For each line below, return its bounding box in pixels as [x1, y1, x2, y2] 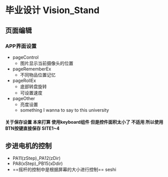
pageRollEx [12, 77, 36, 83]
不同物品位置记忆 [20, 71, 56, 78]
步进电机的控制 [5, 141, 52, 150]
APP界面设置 [5, 42, 37, 49]
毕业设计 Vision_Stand [5, 5, 100, 16]
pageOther [12, 95, 35, 101]
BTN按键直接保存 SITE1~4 [5, 125, 60, 131]
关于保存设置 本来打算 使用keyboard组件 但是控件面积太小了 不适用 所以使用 [5, 119, 163, 125]
